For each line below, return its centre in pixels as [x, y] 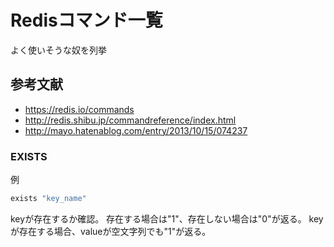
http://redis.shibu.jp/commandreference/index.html [130, 120]
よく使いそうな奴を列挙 [58, 50]
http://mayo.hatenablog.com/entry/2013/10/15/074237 [136, 130]
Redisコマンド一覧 [86, 20]
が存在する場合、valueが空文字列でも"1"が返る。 [111, 231]
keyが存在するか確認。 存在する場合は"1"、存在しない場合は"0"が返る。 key [167, 218]
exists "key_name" [48, 199]
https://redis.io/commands [79, 109]
